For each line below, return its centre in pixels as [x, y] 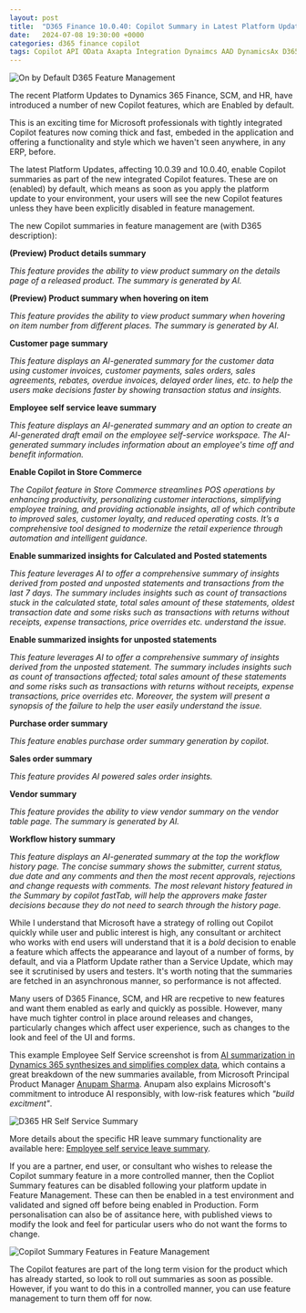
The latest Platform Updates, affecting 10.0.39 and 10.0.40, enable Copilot [148, 170]
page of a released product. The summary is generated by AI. [126, 281]
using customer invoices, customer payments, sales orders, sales [133, 371]
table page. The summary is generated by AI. [95, 822]
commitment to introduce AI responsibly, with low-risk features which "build [152, 1094]
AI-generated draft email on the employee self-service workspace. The [143, 435]
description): [33, 236]
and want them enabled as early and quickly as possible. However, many [146, 1008]
